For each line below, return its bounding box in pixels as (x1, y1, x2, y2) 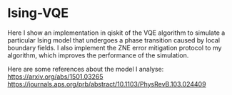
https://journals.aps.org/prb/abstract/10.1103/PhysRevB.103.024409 (7, 79, 206, 88)
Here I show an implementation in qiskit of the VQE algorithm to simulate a (7, 28, 226, 37)
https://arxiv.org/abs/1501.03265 (7, 72, 104, 81)
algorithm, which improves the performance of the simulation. (7, 51, 189, 60)
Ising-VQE (7, 5, 69, 21)
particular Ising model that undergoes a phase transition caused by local (7, 35, 220, 44)
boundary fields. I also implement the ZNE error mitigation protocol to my (7, 43, 222, 52)
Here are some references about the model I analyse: (7, 65, 164, 73)
